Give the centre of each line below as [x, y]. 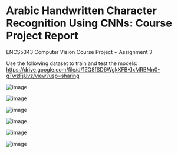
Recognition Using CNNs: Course [89, 23]
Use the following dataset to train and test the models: [72, 63]
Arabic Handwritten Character [82, 11]
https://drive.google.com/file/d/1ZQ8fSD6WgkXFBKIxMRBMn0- [83, 69]
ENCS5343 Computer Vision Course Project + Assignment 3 [79, 52]
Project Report [42, 36]
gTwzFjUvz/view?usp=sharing [43, 76]
